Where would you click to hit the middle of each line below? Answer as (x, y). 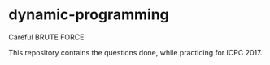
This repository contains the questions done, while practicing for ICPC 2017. (135, 52)
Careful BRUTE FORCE (46, 37)
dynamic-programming (89, 15)
